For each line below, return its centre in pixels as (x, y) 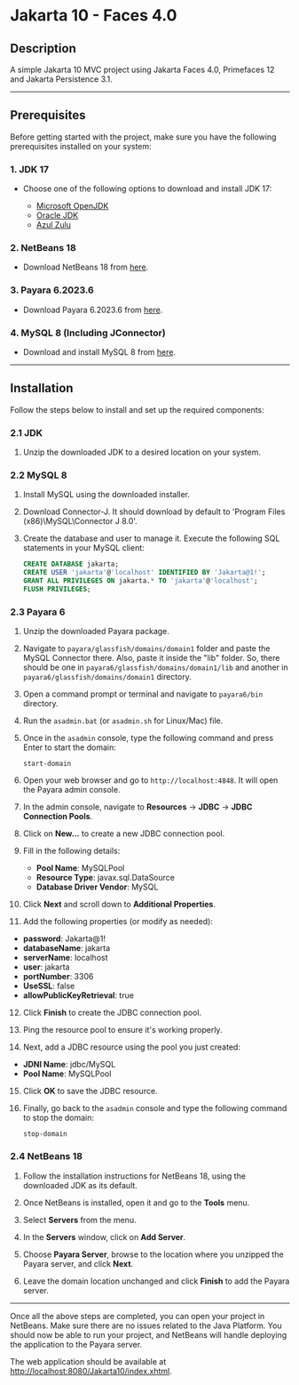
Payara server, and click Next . (78, 1263)
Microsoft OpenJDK (72, 206)
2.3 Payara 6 (38, 612)
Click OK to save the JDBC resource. (90, 1091)
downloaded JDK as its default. (80, 1185)
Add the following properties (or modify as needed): (118, 922)
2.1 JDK (27, 432)
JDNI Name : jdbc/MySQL (69, 1065)
